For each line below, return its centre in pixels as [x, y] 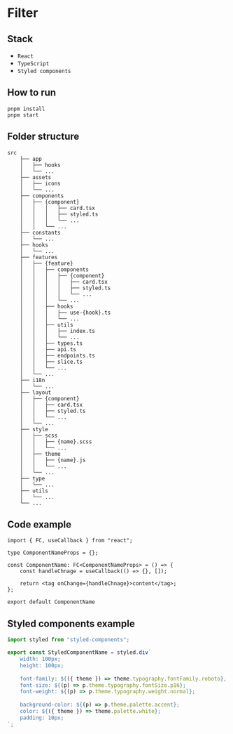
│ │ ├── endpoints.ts [58, 355]
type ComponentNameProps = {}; [53, 553]
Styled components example [71, 623]
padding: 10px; [42, 718]
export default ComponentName [51, 602]
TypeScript [33, 64]
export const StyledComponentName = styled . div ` [79, 653]
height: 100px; [42, 665]
